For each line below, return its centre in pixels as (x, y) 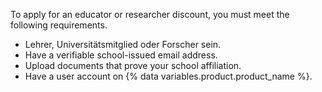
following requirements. (59, 25)
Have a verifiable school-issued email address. (121, 55)
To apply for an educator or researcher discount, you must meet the (150, 14)
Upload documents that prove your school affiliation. (133, 65)
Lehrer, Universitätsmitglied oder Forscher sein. (123, 44)
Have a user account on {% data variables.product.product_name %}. (168, 76)
